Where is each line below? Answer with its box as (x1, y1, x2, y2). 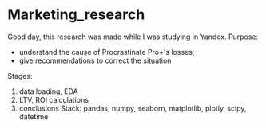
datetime (18, 111, 49, 121)
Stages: (7, 71, 33, 80)
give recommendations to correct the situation (18, 56, 172, 65)
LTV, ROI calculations (18, 95, 89, 104)
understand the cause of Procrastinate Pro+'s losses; (18, 47, 195, 56)
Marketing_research (7, 6, 145, 24)
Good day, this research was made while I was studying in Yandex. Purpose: (7, 32, 259, 41)
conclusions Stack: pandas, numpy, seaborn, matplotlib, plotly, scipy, (18, 103, 247, 113)
